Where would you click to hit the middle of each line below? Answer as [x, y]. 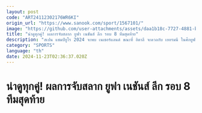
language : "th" [25, 51]
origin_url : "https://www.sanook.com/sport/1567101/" [75, 23]
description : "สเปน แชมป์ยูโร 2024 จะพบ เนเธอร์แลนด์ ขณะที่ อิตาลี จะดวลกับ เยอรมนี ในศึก [98, 40]
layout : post [23, 12]
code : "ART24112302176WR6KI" [43, 17]
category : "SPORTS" [31, 46]
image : [14, 29]
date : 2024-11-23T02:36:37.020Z [47, 56]
